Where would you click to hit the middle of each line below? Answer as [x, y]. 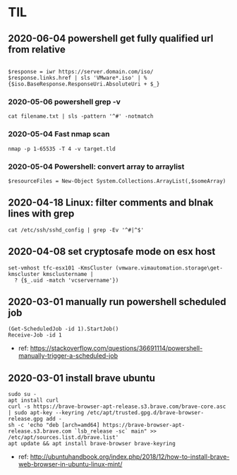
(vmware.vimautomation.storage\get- [169, 268]
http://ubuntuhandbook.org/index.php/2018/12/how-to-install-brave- [130, 457]
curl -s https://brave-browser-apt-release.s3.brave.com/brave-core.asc [117, 407]
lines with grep [41, 214]
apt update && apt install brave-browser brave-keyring [92, 444]
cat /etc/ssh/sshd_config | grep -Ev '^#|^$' [76, 230]
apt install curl [34, 401]
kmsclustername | [68, 274]
